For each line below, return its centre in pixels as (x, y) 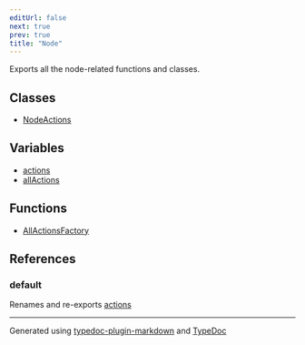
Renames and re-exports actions (70, 305)
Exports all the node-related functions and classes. (105, 69)
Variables (37, 148)
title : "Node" (36, 43)
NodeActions (47, 120)
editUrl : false (38, 18)
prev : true (30, 35)
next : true (30, 26)
